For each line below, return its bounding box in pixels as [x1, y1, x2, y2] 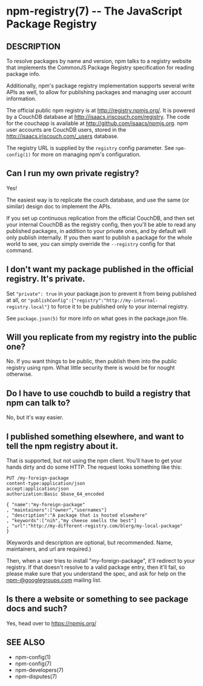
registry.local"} [6, 304, 50, 310]
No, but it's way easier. [6, 414, 64, 421]
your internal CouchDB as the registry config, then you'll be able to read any [6, 220, 196, 228]
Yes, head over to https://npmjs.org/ [6, 619, 97, 627]
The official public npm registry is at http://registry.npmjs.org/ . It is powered [6, 107, 195, 114]
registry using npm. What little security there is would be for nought [6, 364, 175, 372]
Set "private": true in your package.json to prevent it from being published [6, 290, 197, 297]
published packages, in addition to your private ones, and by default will [6, 227, 186, 234]
